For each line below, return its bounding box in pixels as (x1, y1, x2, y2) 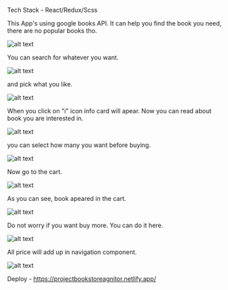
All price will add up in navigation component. (7, 248, 137, 256)
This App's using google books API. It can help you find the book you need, (7, 19, 222, 27)
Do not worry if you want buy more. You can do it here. (7, 221, 164, 229)
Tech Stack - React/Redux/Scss (7, 6, 98, 14)
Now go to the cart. (7, 168, 62, 175)
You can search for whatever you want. (7, 53, 119, 61)
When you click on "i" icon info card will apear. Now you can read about (7, 107, 212, 115)
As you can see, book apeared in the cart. (7, 195, 126, 202)
